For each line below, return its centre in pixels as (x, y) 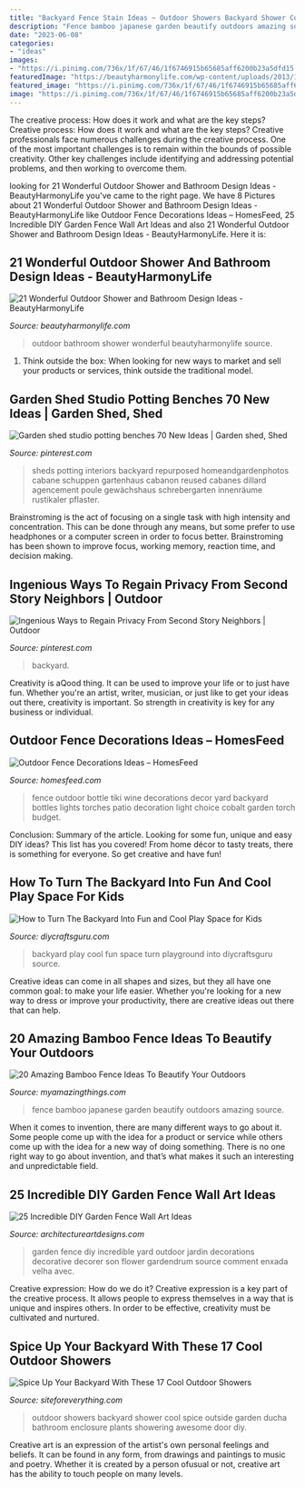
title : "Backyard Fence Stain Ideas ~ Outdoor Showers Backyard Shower (148, 18)
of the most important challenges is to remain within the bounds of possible (151, 149)
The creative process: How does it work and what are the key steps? (138, 120)
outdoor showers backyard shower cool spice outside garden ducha (159, 1418)
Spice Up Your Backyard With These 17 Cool (136, 1346)
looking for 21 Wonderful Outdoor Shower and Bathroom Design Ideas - (143, 185)
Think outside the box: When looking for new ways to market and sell (152, 361)
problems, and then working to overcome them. (98, 168)
